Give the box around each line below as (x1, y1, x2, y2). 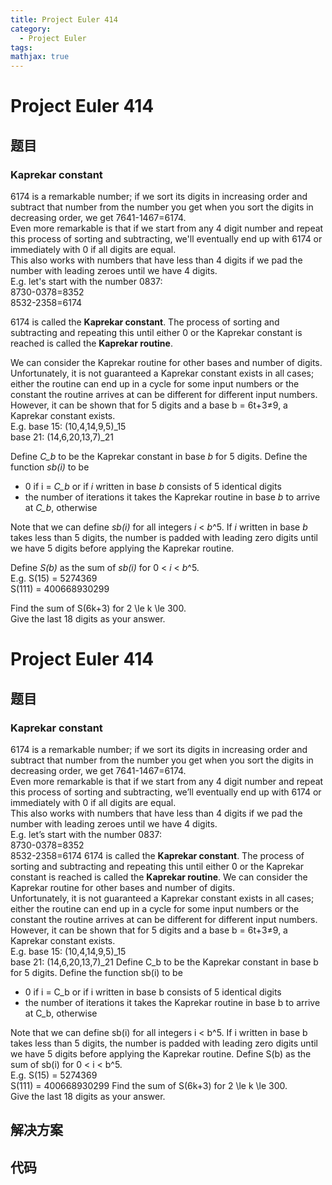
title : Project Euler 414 (10, 14, 118, 25)
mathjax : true (10, 52, 70, 62)
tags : (10, 42, 33, 53)
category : (10, 24, 52, 34)
